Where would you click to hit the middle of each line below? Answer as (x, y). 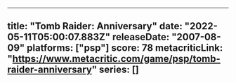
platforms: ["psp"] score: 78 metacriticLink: (125, 48)
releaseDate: (141, 37)
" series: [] (115, 70)
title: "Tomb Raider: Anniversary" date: (95, 26)
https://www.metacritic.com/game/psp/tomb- (117, 59)
